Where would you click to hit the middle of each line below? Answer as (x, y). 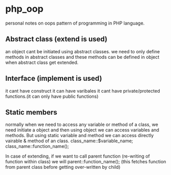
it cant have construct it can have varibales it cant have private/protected (83, 91)
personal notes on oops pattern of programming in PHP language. (75, 23)
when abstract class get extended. (42, 62)
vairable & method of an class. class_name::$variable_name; (69, 141)
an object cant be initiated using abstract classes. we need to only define (83, 51)
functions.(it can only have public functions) (52, 96)
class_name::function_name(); (37, 146)
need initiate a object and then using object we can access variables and (82, 130)
